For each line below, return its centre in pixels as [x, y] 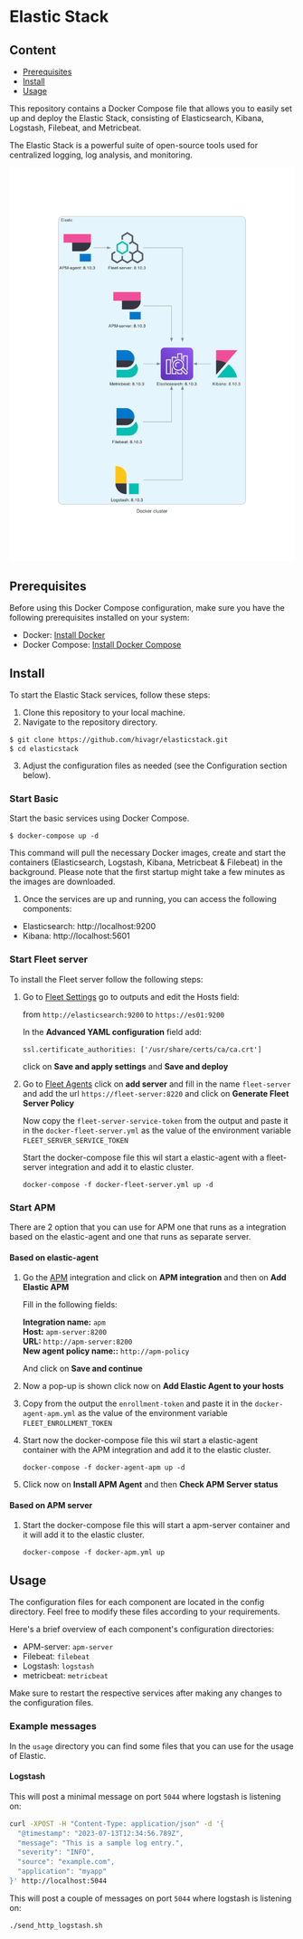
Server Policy [48, 1103]
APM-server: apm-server [68, 1647]
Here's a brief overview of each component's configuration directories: [142, 1630]
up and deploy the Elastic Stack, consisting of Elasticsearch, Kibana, [137, 118]
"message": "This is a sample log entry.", [100, 1843]
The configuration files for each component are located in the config [137, 1602]
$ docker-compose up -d [54, 836]
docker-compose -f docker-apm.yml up [94, 1553]
